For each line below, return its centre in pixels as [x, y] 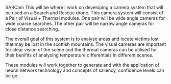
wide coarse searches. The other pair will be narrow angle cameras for [80, 23]
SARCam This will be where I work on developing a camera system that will [84, 7]
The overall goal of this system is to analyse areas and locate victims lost [82, 39]
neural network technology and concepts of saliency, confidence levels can [85, 70]
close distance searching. [32, 29]
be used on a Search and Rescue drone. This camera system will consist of [84, 13]
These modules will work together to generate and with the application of [82, 65]
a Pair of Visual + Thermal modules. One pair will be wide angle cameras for [85, 18]
